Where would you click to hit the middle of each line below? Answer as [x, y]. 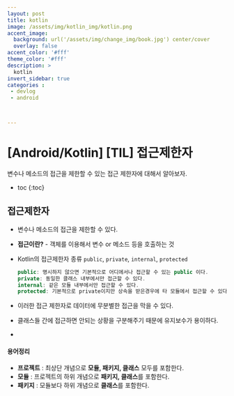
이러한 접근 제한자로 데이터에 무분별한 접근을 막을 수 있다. [95, 306]
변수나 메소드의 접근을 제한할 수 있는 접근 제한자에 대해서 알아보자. [97, 173]
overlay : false [36, 46]
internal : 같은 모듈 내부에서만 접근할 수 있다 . [78, 285]
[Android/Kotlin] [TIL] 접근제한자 [100, 153]
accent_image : [28, 33]
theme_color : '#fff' [37, 59]
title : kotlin [28, 20]
